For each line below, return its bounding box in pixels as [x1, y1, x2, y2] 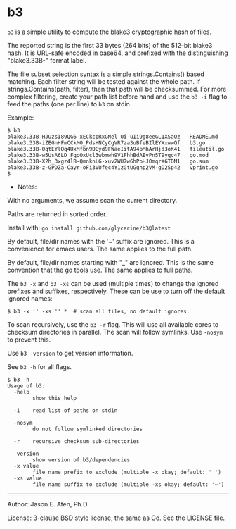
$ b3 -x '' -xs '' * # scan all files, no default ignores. [7, 308, 190, 315]
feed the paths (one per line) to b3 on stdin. [7, 99, 132, 108]
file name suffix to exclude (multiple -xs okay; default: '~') [32, 480, 225, 488]
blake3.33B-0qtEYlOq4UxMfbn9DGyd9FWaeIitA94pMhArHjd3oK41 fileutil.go [7, 145, 225, 152]
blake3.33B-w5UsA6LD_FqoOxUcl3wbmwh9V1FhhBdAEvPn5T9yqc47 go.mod [7, 151, 209, 158]
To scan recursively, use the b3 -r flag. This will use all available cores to [7, 320, 219, 328]
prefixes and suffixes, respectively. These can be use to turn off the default [7, 287, 225, 295]
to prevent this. [7, 335, 51, 344]
